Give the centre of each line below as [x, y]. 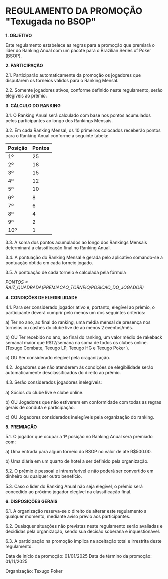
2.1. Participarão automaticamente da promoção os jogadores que [73, 75]
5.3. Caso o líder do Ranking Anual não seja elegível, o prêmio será [74, 486]
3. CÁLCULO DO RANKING [33, 105]
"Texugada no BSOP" [51, 21]
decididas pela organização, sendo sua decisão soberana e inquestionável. [83, 531]
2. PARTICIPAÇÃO [24, 65]
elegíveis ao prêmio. [26, 95]
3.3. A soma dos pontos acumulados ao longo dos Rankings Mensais [76, 242]
